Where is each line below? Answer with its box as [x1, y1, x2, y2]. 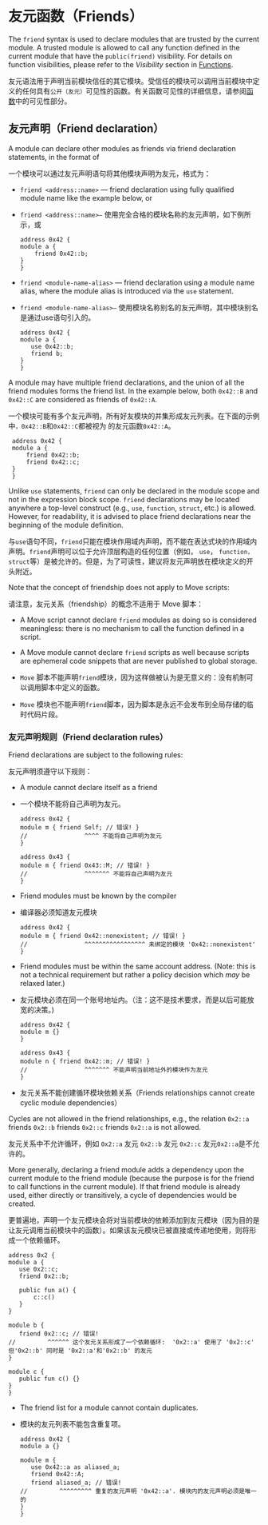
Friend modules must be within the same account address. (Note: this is [19, 961, 257, 972]
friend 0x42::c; [26, 457, 81, 466]
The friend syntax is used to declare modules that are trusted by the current [8, 34, 260, 44]
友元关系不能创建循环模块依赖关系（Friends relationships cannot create [19, 1088, 255, 1098]
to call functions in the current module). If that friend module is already [8, 1182, 241, 1192]
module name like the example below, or [19, 193, 153, 202]
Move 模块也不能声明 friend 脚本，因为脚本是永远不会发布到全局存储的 [19, 699, 247, 709]
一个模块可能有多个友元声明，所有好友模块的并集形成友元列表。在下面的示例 [8, 411, 260, 421]
